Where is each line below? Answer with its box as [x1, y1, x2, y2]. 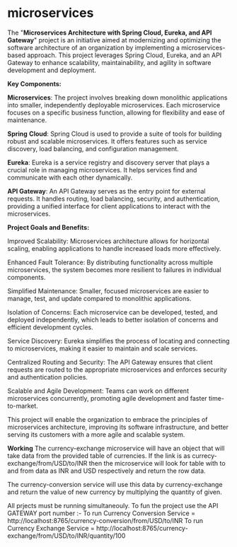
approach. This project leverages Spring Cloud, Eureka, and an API [27, 51, 222, 59]
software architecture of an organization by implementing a [7, 43, 180, 52]
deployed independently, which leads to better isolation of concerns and [7, 315, 219, 324]
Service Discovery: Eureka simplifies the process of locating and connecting [7, 336, 230, 345]
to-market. [7, 401, 39, 410]
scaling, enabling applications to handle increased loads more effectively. [7, 244, 221, 252]
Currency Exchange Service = [7, 524, 96, 532]
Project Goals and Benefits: [7, 223, 90, 231]
